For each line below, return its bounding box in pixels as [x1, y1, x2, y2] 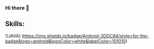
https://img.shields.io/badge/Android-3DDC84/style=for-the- [23, 33, 149, 39]
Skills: [5, 20, 25, 28]
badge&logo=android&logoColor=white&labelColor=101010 [5, 38, 126, 44]
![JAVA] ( [5, 33, 24, 39]
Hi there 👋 [5, 4, 30, 11]
